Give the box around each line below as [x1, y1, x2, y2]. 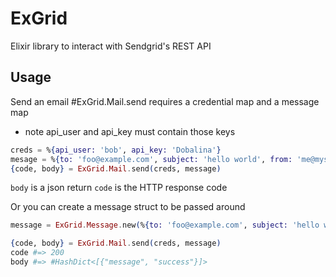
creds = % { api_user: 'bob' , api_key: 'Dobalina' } [10, 145, 222, 155]
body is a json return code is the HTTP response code [10, 182, 228, 194]
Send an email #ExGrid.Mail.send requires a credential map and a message [10, 95, 320, 107]
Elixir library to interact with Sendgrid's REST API [10, 40, 212, 52]
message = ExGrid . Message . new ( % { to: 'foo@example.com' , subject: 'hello [10, 220, 320, 231]
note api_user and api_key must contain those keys [24, 125, 236, 137]
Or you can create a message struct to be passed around [10, 201, 246, 213]
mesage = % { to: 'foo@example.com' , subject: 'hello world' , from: [10, 154, 293, 164]
